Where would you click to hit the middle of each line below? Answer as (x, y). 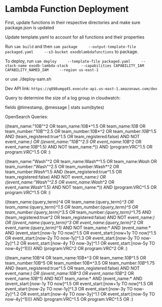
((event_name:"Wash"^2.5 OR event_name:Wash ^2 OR (60, 182)
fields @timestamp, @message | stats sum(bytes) (55, 107)
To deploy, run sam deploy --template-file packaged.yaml (68, 61)
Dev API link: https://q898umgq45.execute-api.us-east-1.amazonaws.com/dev (81, 88)
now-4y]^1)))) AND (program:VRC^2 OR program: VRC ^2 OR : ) (66, 248)
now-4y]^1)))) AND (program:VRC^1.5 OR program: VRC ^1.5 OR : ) (69, 299)
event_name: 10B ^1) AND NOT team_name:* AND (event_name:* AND (74, 278)
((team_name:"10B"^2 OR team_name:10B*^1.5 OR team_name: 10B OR (75, 126)
